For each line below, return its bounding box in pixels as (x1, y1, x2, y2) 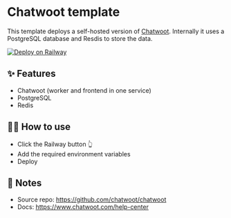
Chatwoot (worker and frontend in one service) (17, 86, 152, 94)
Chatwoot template (7, 4, 120, 20)
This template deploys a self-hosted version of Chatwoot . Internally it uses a (7, 27, 225, 35)
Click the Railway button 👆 (17, 140, 93, 148)
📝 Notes (7, 177, 42, 189)
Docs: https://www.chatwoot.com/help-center (17, 203, 149, 211)
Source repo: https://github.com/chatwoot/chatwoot (17, 195, 167, 204)
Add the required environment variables (17, 149, 131, 158)
